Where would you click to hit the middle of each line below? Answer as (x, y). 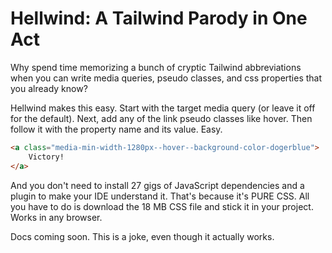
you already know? (49, 88)
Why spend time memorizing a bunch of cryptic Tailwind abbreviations (156, 67)
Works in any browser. (56, 217)
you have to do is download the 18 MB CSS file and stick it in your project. (162, 206)
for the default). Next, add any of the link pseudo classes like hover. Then (161, 118)
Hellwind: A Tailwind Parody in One (159, 18)
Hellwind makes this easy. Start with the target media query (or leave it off (163, 108)
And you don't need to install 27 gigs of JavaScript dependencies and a (157, 185)
